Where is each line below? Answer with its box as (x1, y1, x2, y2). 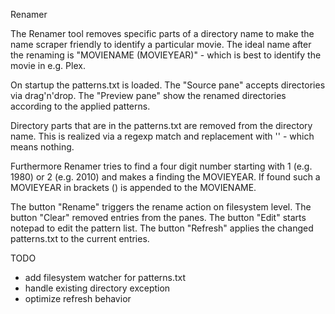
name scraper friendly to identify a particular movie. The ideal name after (10, 39, 312, 50)
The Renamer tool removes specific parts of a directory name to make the (10, 28, 315, 39)
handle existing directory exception (24, 282, 171, 294)
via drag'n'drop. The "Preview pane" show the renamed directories (10, 90, 287, 101)
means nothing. (10, 141, 75, 153)
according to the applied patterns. (10, 100, 151, 112)
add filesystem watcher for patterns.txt (24, 272, 187, 283)
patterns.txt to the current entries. (10, 233, 150, 244)
